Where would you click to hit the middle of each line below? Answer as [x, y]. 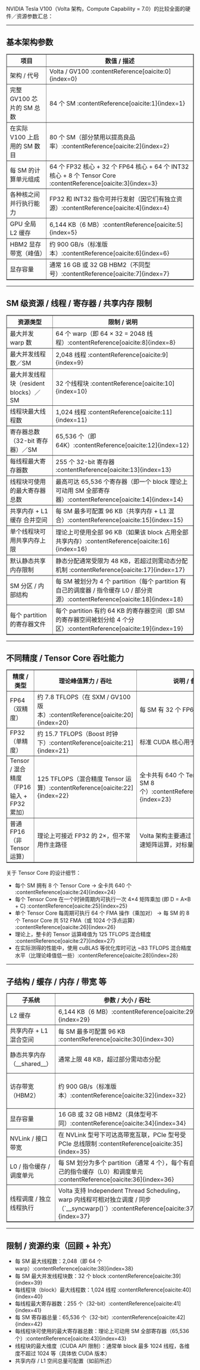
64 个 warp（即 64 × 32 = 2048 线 [104, 333]
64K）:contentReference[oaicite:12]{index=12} [122, 445]
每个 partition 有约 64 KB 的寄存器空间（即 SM [120, 611]
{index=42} [29, 1324]
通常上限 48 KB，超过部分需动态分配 [109, 1059]
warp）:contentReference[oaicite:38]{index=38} [74, 1269]
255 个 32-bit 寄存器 [85, 462]
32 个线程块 [72, 383]
